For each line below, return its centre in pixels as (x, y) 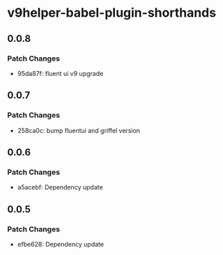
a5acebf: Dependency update (60, 187)
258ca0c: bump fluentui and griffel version (79, 130)
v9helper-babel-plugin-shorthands (112, 13)
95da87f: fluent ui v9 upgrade (60, 73)
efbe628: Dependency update (61, 244)
